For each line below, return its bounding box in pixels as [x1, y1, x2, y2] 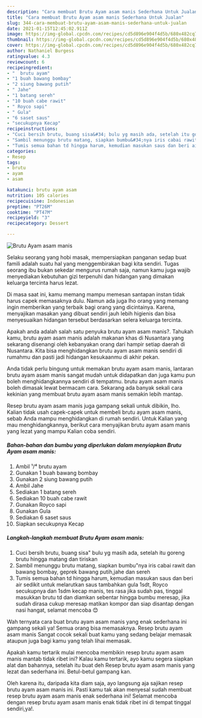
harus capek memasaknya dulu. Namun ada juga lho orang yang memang [7, 298, 189, 304]
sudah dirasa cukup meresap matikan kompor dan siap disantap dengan [15, 600, 194, 607]
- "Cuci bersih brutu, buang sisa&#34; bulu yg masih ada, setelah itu [7, 131, 189, 138]
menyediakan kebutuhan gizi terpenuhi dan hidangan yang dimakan [7, 273, 174, 280]
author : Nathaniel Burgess [7, 48, 74, 54]
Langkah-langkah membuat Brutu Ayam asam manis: [7, 534, 144, 541]
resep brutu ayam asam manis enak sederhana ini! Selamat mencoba [7, 692, 177, 699]
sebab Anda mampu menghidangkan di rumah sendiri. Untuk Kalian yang [7, 415, 188, 422]
